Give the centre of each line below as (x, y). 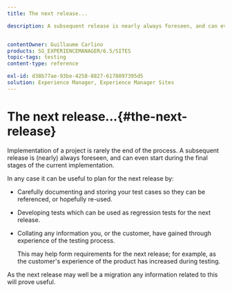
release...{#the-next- (125, 116)
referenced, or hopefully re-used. (65, 199)
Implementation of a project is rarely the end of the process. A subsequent (113, 150)
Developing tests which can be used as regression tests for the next (114, 212)
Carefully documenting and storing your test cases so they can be (111, 192)
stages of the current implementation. (61, 165)
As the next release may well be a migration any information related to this (113, 274)
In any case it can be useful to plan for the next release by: (90, 178)
